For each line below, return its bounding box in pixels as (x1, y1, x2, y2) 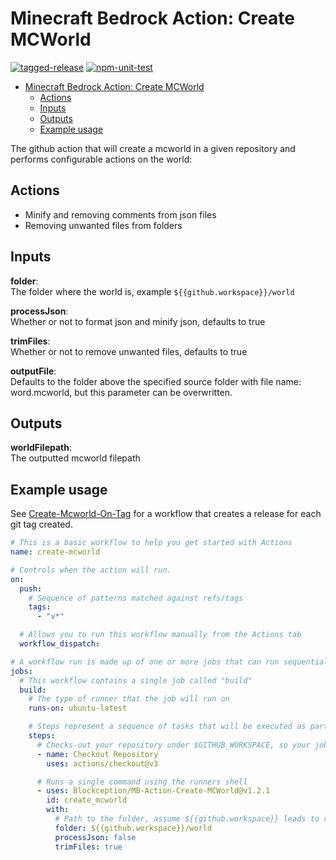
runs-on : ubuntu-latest (28, 703, 128, 714)
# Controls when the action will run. (10, 565, 172, 575)
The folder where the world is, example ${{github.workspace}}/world (10, 285, 295, 297)
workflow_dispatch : (19, 639, 101, 649)
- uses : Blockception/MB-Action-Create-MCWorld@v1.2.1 (36, 786, 271, 796)
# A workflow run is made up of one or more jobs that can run (10, 657, 280, 667)
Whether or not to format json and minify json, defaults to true (10, 315, 266, 327)
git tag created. (10, 518, 73, 531)
